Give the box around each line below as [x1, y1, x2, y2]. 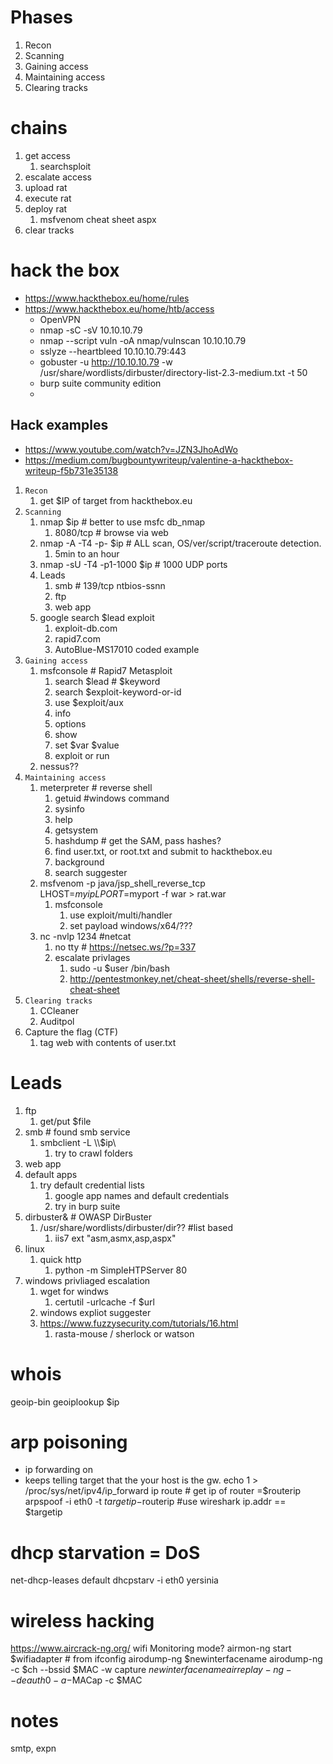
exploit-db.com [54, 622, 118, 634]
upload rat [24, 181, 68, 193]
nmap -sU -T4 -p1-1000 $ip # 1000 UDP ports [39, 558, 228, 570]
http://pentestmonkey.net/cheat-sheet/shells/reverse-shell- [69, 972, 316, 985]
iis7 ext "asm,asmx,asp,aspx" [54, 1232, 177, 1244]
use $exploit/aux [54, 696, 124, 708]
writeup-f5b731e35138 [24, 464, 119, 476]
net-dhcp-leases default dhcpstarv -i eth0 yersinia [10, 1574, 219, 1586]
